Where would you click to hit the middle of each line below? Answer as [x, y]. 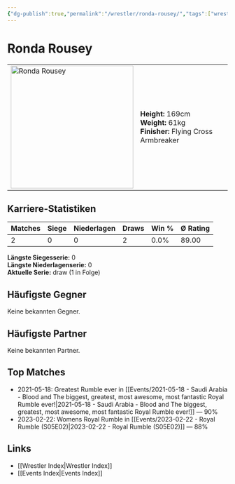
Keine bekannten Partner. [44, 350]
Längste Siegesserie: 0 [41, 257]
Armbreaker [160, 140]
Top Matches [36, 372]
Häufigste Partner [47, 334]
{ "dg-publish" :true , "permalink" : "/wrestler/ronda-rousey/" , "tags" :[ [109, 14]
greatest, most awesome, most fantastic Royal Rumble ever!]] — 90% [117, 412]
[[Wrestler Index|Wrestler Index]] [65, 465]
